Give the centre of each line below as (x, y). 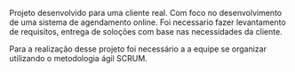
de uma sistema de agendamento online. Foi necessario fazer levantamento (147, 22)
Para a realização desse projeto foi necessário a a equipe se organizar (138, 49)
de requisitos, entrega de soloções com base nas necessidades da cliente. (146, 32)
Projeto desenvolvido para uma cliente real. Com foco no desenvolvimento (146, 13)
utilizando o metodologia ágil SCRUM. (79, 58)
